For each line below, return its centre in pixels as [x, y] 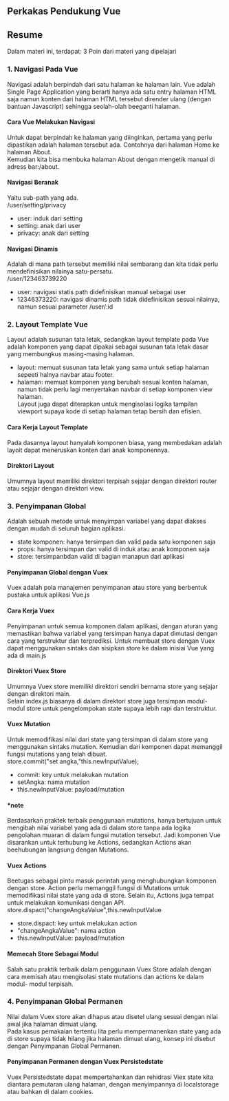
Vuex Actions [27, 865]
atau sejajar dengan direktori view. [56, 488]
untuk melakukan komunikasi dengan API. [66, 903]
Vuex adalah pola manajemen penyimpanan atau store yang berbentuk [107, 588]
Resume [25, 35]
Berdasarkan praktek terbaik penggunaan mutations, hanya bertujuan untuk [115, 821]
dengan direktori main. [39, 693]
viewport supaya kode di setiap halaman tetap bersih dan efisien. [109, 411]
